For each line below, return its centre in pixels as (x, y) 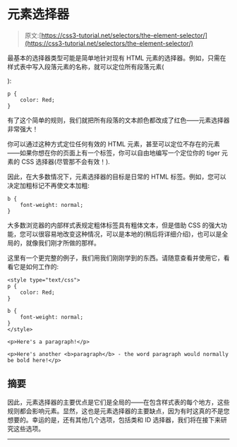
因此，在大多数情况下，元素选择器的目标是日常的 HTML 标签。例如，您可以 (117, 177)
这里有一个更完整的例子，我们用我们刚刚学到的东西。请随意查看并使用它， (115, 258)
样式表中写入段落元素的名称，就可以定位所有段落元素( (86, 66)
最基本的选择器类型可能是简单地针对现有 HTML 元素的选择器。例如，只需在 (117, 58)
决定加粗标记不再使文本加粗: (49, 185)
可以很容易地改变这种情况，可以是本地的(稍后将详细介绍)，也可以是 (124, 234)
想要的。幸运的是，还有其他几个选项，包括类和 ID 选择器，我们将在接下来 (114, 419)
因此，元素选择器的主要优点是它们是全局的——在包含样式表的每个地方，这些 (119, 402)
